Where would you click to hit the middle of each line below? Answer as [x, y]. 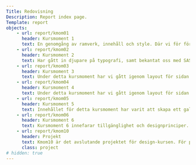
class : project [40, 147]
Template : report [27, 22]
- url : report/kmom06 [43, 115]
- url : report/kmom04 [43, 82]
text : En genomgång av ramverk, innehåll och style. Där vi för [101, 44]
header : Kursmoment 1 [48, 39]
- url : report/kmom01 [43, 33]
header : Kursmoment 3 [48, 71]
